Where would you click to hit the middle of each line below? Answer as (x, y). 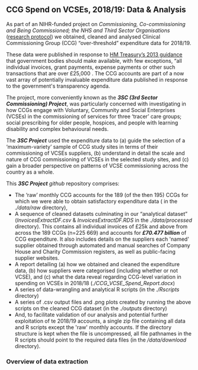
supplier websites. (37, 258)
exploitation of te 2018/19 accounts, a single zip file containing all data (100, 321)
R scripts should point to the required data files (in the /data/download (100, 340)
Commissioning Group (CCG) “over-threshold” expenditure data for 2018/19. (99, 43)
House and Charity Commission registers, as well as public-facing (95, 251)
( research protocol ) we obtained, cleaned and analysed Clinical (83, 36)
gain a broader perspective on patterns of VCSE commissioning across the (97, 165)
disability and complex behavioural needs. (57, 129)
